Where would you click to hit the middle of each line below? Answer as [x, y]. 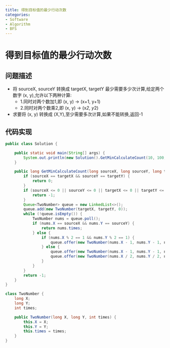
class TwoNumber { [25, 294]
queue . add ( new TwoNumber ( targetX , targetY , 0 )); [76, 209]
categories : [18, 15]
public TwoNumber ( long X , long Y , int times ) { [65, 317]
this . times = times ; [45, 331]
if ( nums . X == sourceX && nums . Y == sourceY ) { [83, 224]
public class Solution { [31, 144]
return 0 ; [42, 181]
